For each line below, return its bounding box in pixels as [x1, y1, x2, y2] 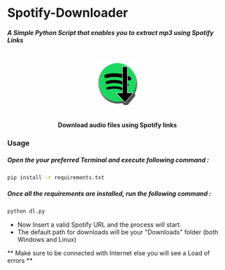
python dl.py [7, 208, 45, 215]
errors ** [7, 256, 33, 264]
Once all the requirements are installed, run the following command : [7, 189, 212, 197]
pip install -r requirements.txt [7, 174, 105, 181]
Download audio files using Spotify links [57, 121, 177, 129]
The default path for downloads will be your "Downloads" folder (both [17, 227, 219, 236]
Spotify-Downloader [7, 5, 129, 21]
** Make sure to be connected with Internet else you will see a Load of [7, 248, 210, 257]
